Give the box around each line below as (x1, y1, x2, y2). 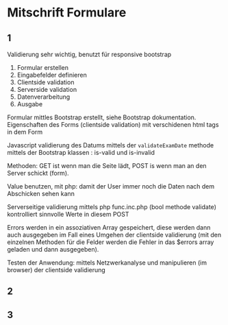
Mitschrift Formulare (7, 5, 127, 21)
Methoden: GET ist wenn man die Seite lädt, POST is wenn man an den (7, 162, 207, 169)
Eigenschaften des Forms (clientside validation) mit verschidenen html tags (7, 121, 219, 128)
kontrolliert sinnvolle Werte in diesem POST (7, 210, 129, 218)
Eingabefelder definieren (16, 71, 87, 79)
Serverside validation (16, 86, 77, 93)
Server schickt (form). (7, 169, 70, 177)
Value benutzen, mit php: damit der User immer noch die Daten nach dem (7, 182, 215, 190)
